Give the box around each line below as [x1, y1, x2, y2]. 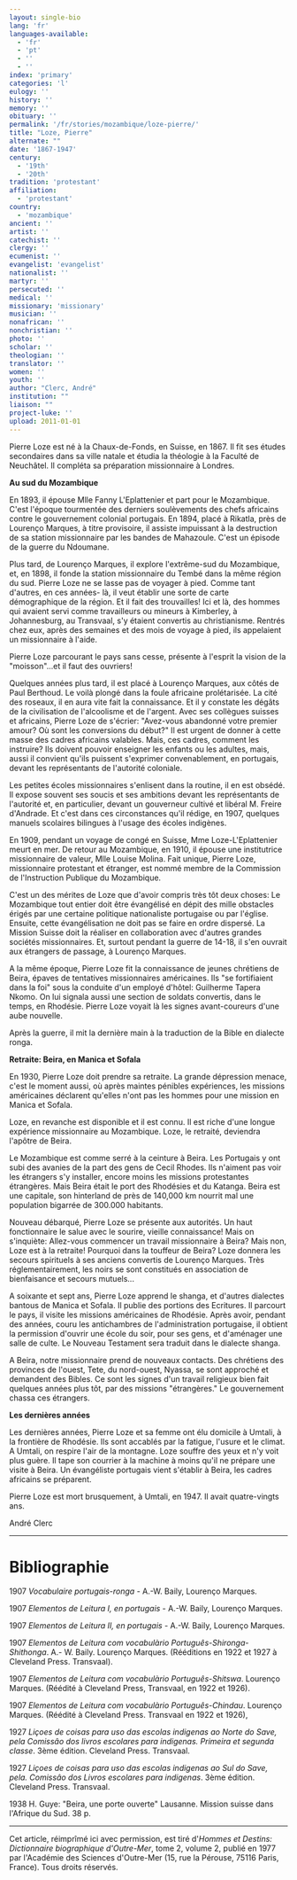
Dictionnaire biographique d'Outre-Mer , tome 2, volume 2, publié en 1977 [9, 1843, 277, 1853]
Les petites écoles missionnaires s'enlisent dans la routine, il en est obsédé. [9, 779, 286, 790]
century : [9, 152, 42, 162]
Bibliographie [9, 1556, 110, 1577]
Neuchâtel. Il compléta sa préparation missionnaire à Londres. [9, 460, 235, 471]
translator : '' [9, 359, 65, 368]
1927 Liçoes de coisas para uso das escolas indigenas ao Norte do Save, [9, 1727, 278, 1737]
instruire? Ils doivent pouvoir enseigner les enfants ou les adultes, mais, [9, 744, 270, 754]
